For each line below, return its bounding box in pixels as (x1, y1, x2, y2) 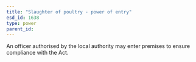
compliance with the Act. (6, 49, 69, 57)
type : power (6, 20, 37, 26)
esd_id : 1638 (6, 15, 40, 21)
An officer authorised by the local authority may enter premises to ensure (6, 43, 191, 50)
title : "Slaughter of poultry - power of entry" (6, 9, 132, 15)
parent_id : (6, 26, 34, 32)
